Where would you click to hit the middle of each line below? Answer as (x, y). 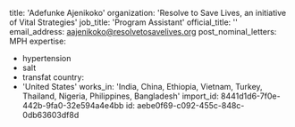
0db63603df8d (51, 115)
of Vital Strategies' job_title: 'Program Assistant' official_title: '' (124, 22)
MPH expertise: (38, 41)
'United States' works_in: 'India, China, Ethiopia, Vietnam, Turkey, (142, 87)
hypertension (46, 58)
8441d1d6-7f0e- (250, 96)
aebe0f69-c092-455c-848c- (191, 105)
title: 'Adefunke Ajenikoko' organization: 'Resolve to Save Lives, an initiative (148, 13)
